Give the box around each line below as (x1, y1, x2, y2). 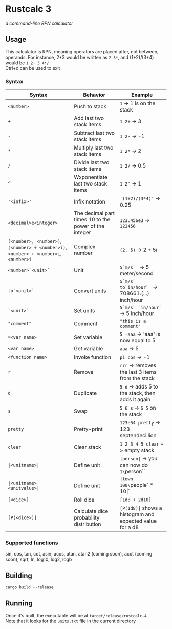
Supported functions (5, 539, 58, 546)
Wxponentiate (74, 174, 107, 181)
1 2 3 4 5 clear (119, 441, 160, 447)
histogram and (119, 511, 155, 518)
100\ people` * (119, 482, 154, 489)
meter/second (119, 270, 154, 277)
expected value (119, 517, 157, 525)
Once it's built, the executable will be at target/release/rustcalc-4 (5, 612, 147, 618)
